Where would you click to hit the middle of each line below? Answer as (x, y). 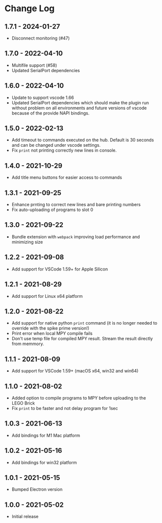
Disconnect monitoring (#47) (41, 38)
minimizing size (27, 242)
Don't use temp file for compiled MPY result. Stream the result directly (82, 339)
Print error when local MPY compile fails (52, 333)
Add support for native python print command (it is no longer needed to (84, 323)
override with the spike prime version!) (51, 328)
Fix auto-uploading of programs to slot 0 (52, 210)
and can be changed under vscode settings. (56, 145)
